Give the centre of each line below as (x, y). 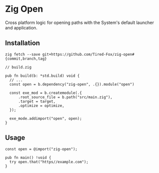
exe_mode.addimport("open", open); (46, 118)
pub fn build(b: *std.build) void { (42, 76)
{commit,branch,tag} (26, 59)
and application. (21, 27)
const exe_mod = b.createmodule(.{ (46, 93)
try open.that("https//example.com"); (49, 162)
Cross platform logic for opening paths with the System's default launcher (79, 22)
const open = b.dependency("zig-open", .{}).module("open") (72, 84)
